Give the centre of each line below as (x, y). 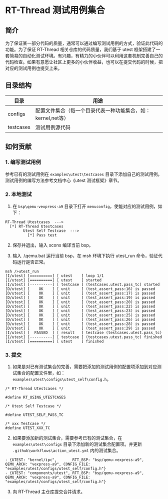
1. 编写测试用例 (23, 162)
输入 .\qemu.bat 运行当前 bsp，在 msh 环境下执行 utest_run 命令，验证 (85, 255)
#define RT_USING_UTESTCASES (35, 397)
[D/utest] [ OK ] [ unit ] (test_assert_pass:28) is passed (80, 324)
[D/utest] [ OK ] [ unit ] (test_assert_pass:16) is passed (80, 289)
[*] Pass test (42, 235)
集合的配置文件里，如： (41, 373)
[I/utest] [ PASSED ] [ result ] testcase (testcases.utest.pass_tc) (84, 332)
